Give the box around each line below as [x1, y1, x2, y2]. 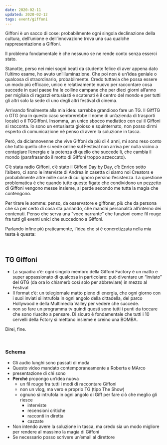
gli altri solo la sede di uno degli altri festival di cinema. [5, 98, 118, 104]
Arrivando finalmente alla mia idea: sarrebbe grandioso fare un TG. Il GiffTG [5, 107, 161, 113]
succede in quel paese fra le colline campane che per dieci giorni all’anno [5, 87, 157, 93]
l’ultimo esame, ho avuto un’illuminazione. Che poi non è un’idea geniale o [5, 71, 157, 77]
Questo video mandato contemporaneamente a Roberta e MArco [12, 365, 146, 371]
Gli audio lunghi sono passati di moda [12, 360, 90, 366]
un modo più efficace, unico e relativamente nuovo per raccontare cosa [5, 82, 153, 88]
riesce [19, 397, 33, 403]
